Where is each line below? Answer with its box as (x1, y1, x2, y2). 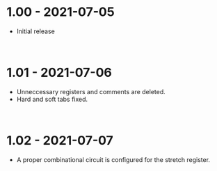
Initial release (16, 27, 55, 35)
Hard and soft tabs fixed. (16, 95, 88, 103)
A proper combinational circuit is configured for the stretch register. (16, 155, 210, 163)
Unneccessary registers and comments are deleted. (16, 87, 166, 96)
